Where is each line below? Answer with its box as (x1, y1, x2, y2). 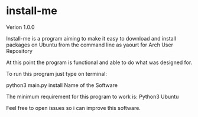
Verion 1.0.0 (6, 24, 35, 31)
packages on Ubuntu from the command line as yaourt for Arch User (6, 41, 173, 48)
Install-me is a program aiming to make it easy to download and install (6, 35, 176, 42)
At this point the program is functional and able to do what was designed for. (6, 59, 193, 66)
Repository (6, 47, 33, 54)
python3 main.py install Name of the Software (6, 81, 118, 89)
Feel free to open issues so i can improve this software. (6, 104, 141, 111)
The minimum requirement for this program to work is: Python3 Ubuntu (6, 93, 179, 100)
